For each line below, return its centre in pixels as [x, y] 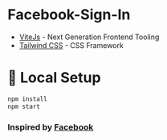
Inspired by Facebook [51, 127]
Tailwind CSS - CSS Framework [71, 45]
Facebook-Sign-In [69, 15]
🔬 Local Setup [54, 78]
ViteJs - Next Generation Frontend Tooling [89, 37]
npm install [27, 99]
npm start [24, 106]
